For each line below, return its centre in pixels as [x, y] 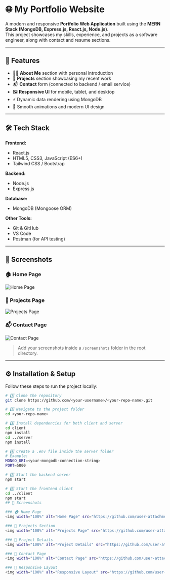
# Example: [17, 456]
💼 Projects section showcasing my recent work [62, 78]
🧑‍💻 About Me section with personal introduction [63, 73]
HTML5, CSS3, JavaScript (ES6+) [47, 158]
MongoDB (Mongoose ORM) [42, 208]
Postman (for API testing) [39, 239]
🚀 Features [23, 61]
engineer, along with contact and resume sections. [58, 40]
